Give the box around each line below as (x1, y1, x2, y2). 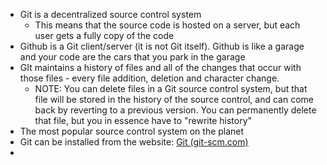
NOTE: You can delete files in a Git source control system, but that (34, 83, 308, 94)
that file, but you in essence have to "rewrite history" (34, 115, 253, 126)
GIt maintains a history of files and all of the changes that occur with (19, 62, 302, 73)
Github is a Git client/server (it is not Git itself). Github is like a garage (19, 40, 305, 52)
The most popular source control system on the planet (19, 125, 245, 137)
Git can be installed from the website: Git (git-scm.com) (19, 136, 249, 148)
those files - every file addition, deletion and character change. (19, 72, 280, 84)
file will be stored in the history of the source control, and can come (34, 94, 314, 105)
